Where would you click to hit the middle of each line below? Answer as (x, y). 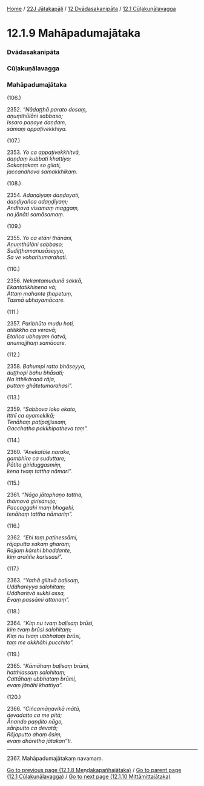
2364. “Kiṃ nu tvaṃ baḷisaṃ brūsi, (51, 623)
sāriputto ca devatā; (32, 728)
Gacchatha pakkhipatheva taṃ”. (48, 428)
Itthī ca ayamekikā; (31, 416)
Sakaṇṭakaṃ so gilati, (34, 165)
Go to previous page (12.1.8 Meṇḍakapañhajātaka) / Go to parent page (94, 770)
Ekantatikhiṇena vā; (32, 287)
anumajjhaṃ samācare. (37, 343)
